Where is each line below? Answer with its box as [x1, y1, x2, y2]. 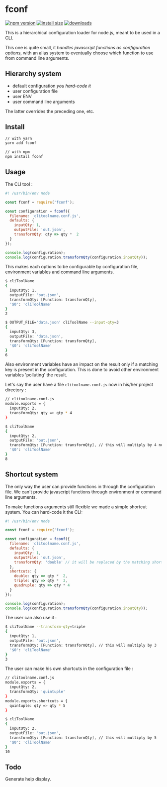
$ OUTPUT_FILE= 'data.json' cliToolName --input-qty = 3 [5, 320, 119, 325]
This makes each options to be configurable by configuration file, [5, 264, 139, 270]
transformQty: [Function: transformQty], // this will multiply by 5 [9, 735, 157, 740]
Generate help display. [5, 776, 51, 782]
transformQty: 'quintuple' [9, 689, 66, 694]
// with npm [5, 149, 30, 155]
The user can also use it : [5, 615, 57, 621]
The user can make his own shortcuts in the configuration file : [5, 666, 133, 672]
